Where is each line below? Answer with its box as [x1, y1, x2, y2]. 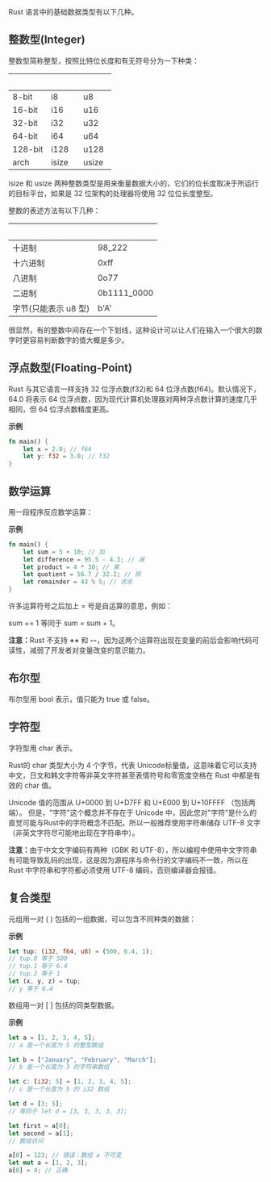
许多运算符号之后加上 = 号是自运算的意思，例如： [8, 601, 173, 611]
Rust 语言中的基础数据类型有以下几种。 [8, 7, 139, 16]
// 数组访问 [8, 1137, 44, 1145]
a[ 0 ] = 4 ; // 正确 [8, 1167, 68, 1175]
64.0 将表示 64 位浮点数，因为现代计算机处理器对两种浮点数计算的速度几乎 [8, 394, 258, 403]
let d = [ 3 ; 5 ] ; [8, 1100, 63, 1108]
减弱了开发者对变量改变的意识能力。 [29, 645, 150, 655]
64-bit [12, 130, 39, 141]
